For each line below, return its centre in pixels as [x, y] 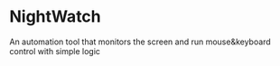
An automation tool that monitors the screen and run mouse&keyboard [140, 42]
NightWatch [55, 17]
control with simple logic [55, 51]
